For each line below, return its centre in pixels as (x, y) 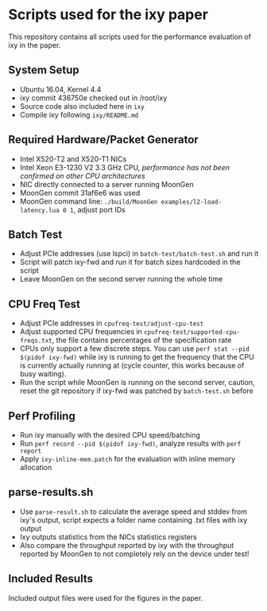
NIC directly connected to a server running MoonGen (106, 184)
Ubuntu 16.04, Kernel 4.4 (60, 89)
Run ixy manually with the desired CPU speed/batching (110, 435)
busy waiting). (43, 374)
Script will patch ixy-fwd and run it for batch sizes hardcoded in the (130, 262)
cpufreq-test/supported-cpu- (192, 333)
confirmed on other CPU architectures (82, 176)
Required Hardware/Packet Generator (103, 140)
